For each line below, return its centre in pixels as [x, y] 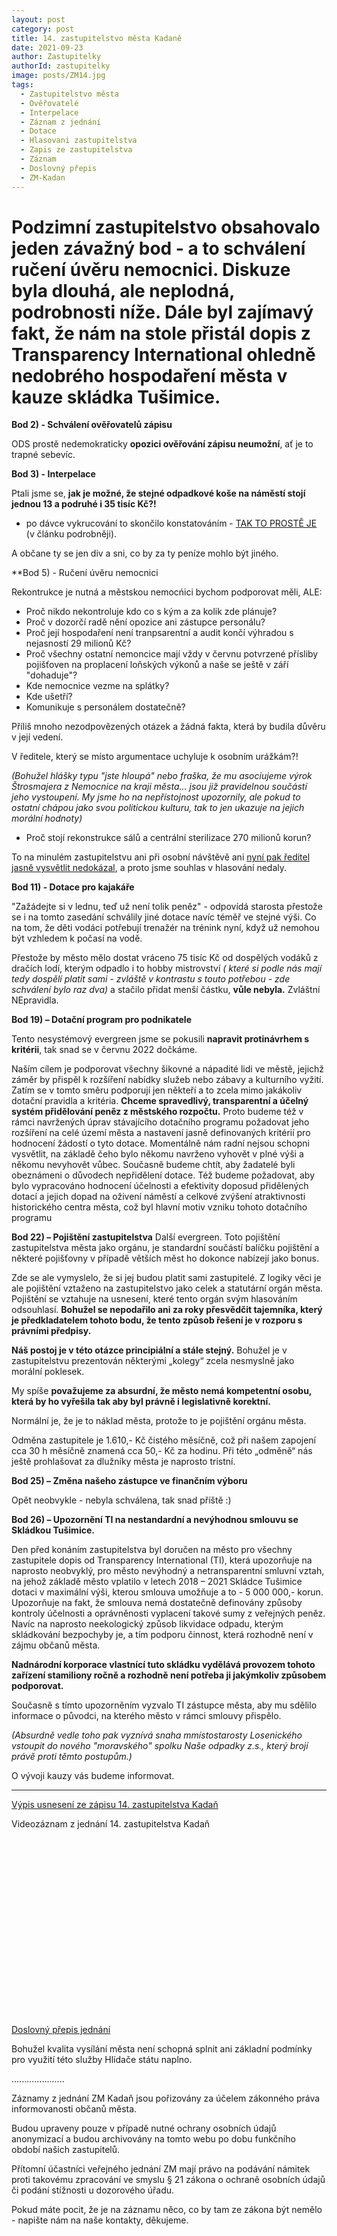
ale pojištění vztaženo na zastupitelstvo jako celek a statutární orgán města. [167, 1288]
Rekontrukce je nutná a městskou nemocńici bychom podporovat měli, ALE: [167, 592]
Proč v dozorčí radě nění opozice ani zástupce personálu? [145, 622]
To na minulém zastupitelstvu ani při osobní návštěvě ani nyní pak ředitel [161, 857]
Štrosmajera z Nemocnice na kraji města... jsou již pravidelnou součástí [159, 787]
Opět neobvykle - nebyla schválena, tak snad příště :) [121, 1500]
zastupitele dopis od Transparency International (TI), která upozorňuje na [162, 1560]
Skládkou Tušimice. [53, 1530]
